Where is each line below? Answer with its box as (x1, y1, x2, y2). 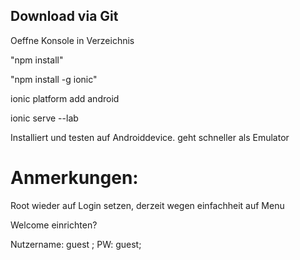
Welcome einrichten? (10, 219, 98, 231)
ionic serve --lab (10, 112, 79, 124)
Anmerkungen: (10, 167, 139, 189)
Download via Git (10, 8, 119, 25)
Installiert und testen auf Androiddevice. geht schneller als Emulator (10, 131, 290, 143)
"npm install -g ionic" (10, 73, 98, 85)
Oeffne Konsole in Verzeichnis (10, 34, 135, 46)
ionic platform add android (10, 92, 120, 104)
